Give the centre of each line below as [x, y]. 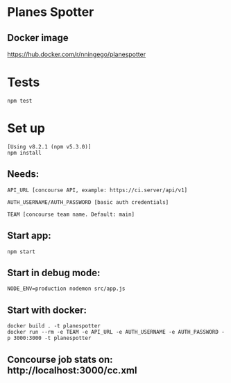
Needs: [23, 174]
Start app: [29, 236]
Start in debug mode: [54, 272]
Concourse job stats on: [60, 359]
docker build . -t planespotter [54, 326]
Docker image [38, 38]
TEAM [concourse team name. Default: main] [71, 214]
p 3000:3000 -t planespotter [49, 338]
